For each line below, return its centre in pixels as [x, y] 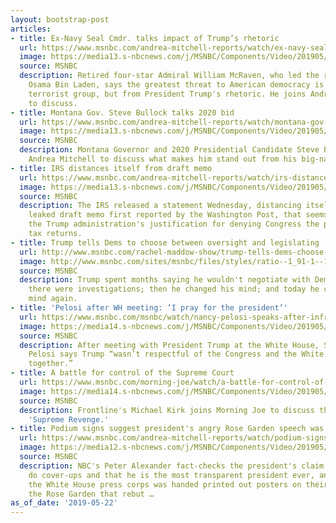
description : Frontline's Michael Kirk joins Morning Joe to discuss [167, 410]
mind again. [53, 299]
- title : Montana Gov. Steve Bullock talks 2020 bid [122, 112]
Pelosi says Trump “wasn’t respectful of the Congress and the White [176, 354]
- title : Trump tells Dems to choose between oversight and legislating [165, 242]
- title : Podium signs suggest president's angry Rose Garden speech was [167, 429]
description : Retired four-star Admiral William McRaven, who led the [169, 76]
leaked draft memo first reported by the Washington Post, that [165, 215]
